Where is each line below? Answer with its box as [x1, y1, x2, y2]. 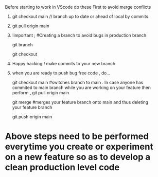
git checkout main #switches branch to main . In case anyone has [12, 80, 143, 85]
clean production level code [5, 162, 120, 173]
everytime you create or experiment [5, 141, 154, 152]
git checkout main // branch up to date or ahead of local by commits [12, 14, 149, 19]
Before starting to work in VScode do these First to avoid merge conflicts [5, 4, 151, 10]
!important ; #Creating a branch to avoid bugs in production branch [12, 33, 147, 38]
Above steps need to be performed [5, 131, 149, 142]
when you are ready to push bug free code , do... [12, 70, 110, 76]
